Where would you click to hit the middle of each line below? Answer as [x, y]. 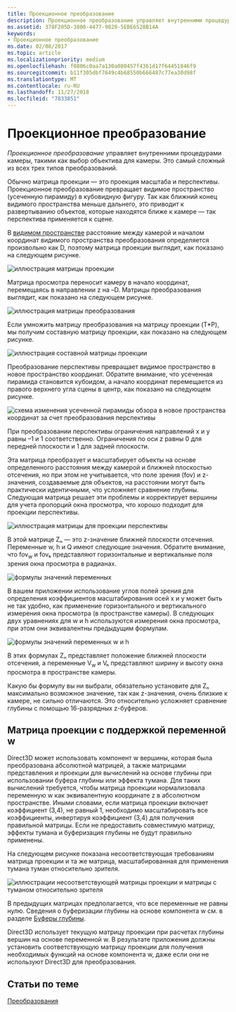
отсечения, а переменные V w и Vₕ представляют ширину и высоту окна [115, 664]
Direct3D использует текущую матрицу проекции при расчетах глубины [116, 932]
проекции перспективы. [44, 512]
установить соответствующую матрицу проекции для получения [105, 947]
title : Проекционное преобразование [61, 14]
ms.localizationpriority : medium [56, 60]
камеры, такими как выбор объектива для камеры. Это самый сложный [116, 160]
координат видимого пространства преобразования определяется [108, 240]
